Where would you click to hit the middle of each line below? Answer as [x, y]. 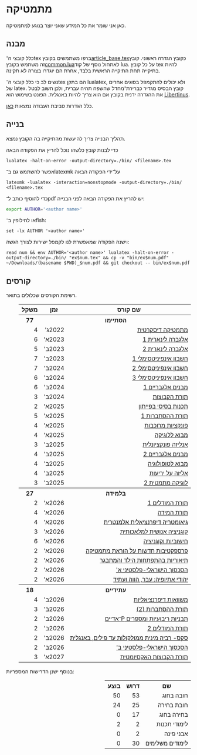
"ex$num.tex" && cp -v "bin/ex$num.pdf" [119, 258]
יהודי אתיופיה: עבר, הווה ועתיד [151, 580]
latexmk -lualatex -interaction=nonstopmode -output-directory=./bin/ [94, 182]
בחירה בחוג [174, 715]
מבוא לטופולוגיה [168, 464]
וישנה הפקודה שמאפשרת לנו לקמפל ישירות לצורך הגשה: [68, 242]
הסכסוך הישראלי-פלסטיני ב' [152, 647]
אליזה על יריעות [169, 473]
